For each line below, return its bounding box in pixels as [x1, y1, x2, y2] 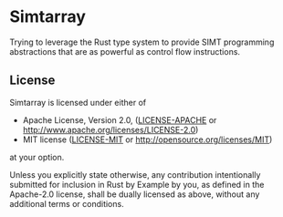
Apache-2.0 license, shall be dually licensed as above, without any [9, 189, 260, 200]
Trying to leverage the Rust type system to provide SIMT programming [9, 36, 275, 47]
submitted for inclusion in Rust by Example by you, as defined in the [9, 179, 265, 190]
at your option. [9, 151, 65, 162]
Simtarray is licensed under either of [9, 97, 147, 108]
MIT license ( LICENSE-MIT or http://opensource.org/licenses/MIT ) [22, 134, 273, 145]
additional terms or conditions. [9, 198, 125, 209]
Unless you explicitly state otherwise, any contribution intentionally [9, 169, 261, 180]
